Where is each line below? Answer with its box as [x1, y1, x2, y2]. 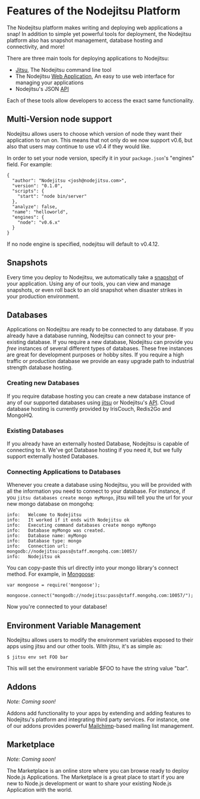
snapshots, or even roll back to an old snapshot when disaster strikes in [7, 286, 183, 294]
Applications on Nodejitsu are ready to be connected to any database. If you [7, 326, 194, 333]
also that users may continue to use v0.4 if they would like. [7, 142, 151, 150]
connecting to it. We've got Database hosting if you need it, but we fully [7, 446, 182, 453]
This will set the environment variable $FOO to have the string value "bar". [7, 665, 189, 672]
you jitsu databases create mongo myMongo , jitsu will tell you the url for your [7, 494, 193, 501]
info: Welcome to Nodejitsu [7, 512, 82, 518]
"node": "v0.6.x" [17, 219, 61, 225]
